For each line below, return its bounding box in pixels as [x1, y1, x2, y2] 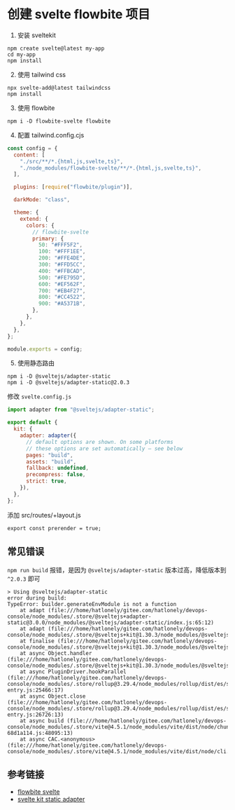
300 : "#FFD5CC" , [38, 261, 86, 269]
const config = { [7, 144, 58, 151]
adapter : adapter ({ [20, 432, 77, 439]
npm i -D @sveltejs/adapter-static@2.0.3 [7, 379, 130, 386]
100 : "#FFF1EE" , [38, 248, 86, 255]
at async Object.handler [20, 649, 92, 656]
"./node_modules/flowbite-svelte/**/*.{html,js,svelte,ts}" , [20, 164, 201, 172]
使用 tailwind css [17, 70, 66, 79]
